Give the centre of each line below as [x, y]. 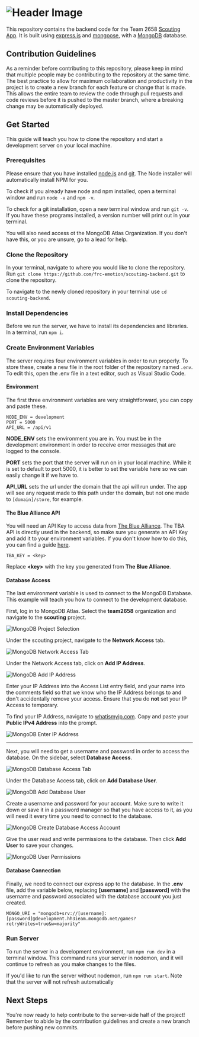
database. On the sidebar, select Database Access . [69, 757]
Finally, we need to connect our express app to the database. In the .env [95, 884]
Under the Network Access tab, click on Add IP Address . [76, 663]
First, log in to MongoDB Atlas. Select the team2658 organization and [91, 611]
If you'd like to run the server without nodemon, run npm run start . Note [94, 975]
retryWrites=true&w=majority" [44, 924]
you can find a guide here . [38, 545]
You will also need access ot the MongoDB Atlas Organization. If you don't [97, 233]
